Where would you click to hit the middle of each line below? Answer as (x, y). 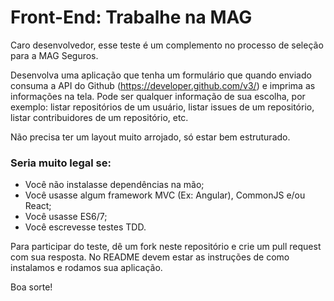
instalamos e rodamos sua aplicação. (86, 268)
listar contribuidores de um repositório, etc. (99, 117)
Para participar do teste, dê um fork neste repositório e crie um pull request (166, 247)
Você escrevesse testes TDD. (85, 227)
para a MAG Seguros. (54, 55)
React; (38, 206)
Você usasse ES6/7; (66, 217)
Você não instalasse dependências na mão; (114, 185)
